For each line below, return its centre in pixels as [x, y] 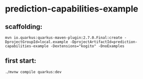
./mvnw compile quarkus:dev [33, 72]
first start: [21, 61]
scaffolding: [24, 27]
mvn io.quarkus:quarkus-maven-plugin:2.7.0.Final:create [64, 38]
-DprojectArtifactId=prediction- [104, 42]
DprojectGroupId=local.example [37, 42]
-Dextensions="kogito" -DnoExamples [87, 46]
